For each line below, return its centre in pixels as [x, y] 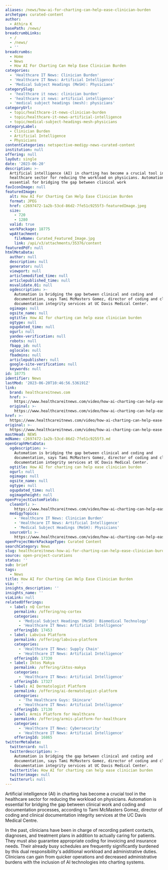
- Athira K [21, 24]
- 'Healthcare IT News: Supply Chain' [59, 649]
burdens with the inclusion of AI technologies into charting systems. [75, 862]
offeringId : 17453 [33, 630]
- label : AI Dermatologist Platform [48, 686]
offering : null [21, 155]
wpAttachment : [24, 234]
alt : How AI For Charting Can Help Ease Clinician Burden [71, 196]
